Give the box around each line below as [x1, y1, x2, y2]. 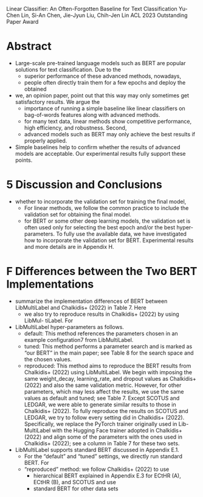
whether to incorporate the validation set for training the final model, [15, 198, 187, 205]
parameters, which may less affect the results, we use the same [24, 388, 184, 395]
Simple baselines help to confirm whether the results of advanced [15, 143, 181, 151]
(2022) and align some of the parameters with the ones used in [24, 433, 182, 440]
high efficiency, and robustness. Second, [24, 124, 127, 131]
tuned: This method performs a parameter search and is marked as [24, 342, 193, 350]
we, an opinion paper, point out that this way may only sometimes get [15, 91, 190, 99]
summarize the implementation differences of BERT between [15, 297, 168, 305]
